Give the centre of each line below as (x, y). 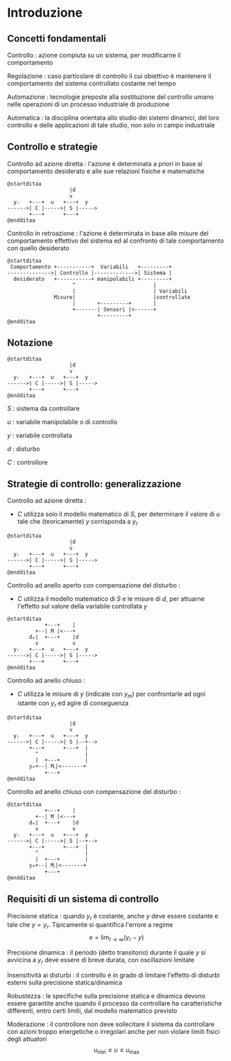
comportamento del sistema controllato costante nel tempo (92, 83)
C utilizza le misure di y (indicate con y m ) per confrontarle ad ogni (111, 695)
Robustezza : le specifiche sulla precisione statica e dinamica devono (106, 996)
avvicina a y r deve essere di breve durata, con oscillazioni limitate (101, 961)
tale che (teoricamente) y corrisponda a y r (77, 523)
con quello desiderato (38, 248)
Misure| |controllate (122, 297)
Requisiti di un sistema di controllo (83, 899)
